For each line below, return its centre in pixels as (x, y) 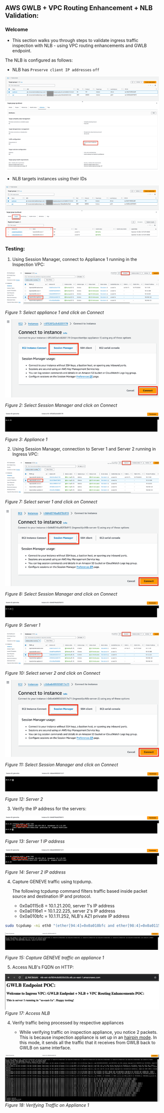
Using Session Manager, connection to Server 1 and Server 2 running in (84, 449)
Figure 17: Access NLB (28, 1013)
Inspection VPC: (28, 265)
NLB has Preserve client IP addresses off (56, 69)
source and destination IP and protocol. (52, 897)
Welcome (17, 30)
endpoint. (22, 50)
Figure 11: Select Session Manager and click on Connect (62, 765)
